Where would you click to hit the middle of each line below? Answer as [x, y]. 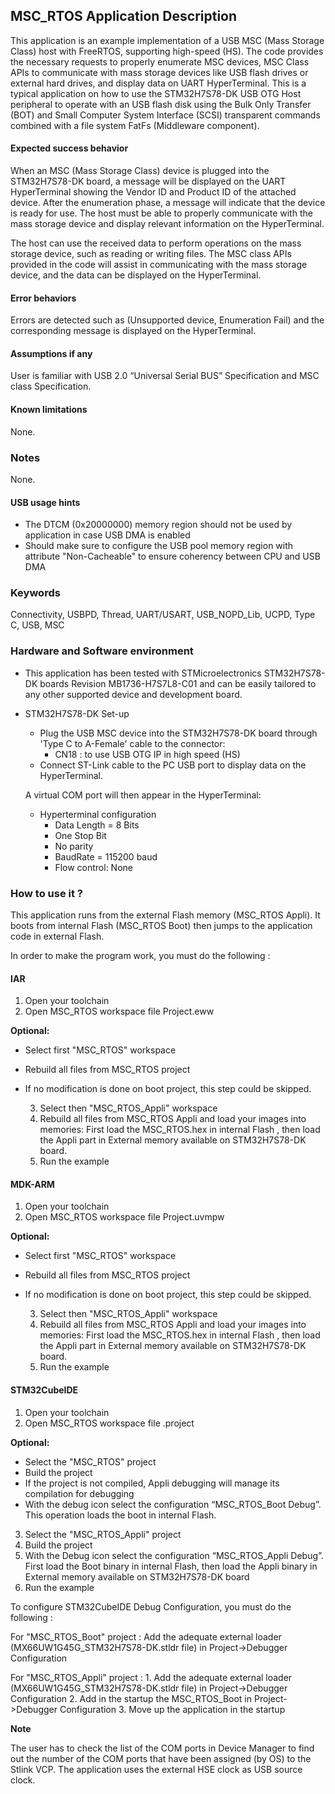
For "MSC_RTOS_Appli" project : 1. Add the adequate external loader [151, 1677]
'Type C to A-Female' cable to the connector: [132, 743]
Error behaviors [43, 298]
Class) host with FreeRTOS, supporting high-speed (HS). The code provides [167, 51]
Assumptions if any [51, 353]
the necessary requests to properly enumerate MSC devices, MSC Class [160, 61]
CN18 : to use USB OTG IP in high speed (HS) [147, 754]
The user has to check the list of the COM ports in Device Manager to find [162, 1748]
